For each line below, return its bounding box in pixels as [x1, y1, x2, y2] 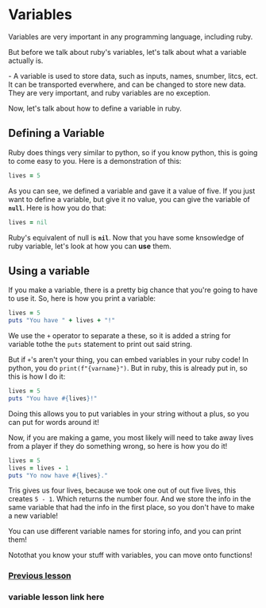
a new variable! [8, 511, 58, 520]
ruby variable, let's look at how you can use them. [8, 241, 172, 251]
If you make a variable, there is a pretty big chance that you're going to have [8, 285, 258, 295]
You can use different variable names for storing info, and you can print [8, 527, 242, 536]
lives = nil [8, 218, 48, 226]
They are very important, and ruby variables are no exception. [8, 88, 210, 97]
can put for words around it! [8, 417, 99, 427]
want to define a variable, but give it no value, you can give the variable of [8, 194, 250, 204]
